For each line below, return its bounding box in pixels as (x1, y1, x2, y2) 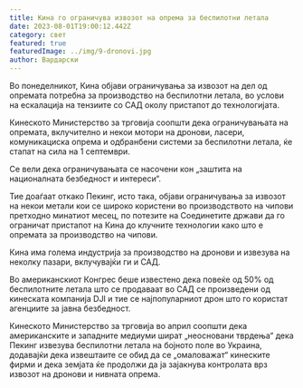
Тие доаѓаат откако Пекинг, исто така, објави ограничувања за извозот (9, 191, 287, 201)
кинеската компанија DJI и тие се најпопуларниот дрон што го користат (9, 294, 289, 304)
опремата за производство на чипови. (9, 229, 158, 240)
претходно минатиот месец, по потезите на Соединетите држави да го (9, 210, 285, 220)
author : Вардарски (9, 55, 79, 64)
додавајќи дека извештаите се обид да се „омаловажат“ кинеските (9, 350, 271, 360)
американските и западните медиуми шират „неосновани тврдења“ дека (9, 330, 294, 341)
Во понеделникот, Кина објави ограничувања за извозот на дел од (9, 81, 268, 91)
